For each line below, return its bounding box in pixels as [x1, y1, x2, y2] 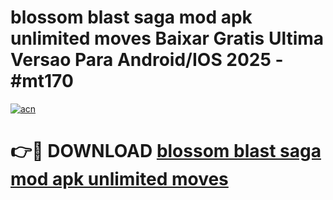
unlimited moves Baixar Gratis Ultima [10, 27, 325, 50]
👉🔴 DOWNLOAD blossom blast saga [10, 140, 322, 163]
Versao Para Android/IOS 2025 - [10, 49, 284, 71]
